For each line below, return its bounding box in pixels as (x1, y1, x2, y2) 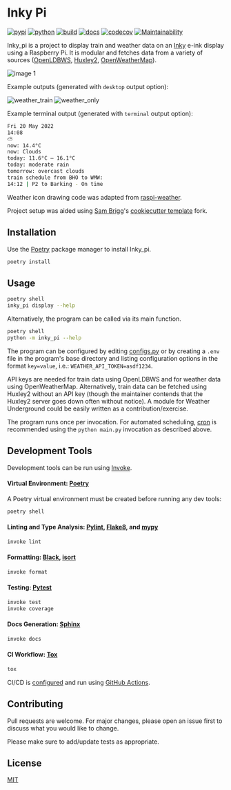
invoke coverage (7, 605, 54, 612)
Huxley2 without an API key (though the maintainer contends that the (7, 389, 203, 398)
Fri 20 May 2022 (7, 122, 54, 129)
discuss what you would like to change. (7, 724, 119, 732)
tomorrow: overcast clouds (7, 168, 85, 175)
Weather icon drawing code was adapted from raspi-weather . (7, 193, 183, 201)
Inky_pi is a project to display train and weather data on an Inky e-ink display (7, 41, 224, 49)
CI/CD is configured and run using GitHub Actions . (7, 678, 150, 686)
